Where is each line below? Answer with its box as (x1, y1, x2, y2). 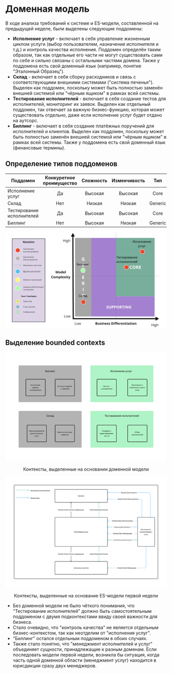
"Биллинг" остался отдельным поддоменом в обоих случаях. (12, 635, 147, 641)
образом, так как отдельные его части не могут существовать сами (12, 52, 163, 58)
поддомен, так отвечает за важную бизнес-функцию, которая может (12, 106, 165, 113)
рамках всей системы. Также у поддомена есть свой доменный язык (12, 139, 166, 145)
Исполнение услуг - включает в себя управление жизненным (12, 35, 150, 42)
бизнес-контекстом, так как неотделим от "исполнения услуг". (12, 630, 151, 636)
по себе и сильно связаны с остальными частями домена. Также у (12, 57, 160, 63)
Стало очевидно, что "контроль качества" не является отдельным (12, 624, 159, 630)
